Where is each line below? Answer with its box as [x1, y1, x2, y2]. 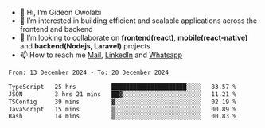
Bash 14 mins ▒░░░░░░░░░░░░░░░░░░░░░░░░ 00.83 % [8, 112, 237, 121]
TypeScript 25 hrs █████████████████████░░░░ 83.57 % [8, 83, 237, 91]
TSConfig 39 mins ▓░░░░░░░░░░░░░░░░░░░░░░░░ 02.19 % [8, 98, 237, 106]
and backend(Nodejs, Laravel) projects [19, 41, 151, 51]
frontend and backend [19, 25, 93, 33]
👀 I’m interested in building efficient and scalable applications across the [19, 16, 258, 25]
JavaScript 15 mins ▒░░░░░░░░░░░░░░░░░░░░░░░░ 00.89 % [8, 105, 237, 113]
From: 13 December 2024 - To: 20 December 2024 [8, 68, 170, 76]
